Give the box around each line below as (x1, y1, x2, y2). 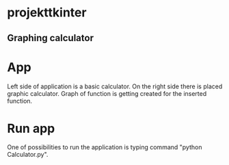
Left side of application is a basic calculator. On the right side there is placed (7, 82, 223, 90)
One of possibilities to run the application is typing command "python (7, 143, 202, 151)
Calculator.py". (7, 151, 49, 159)
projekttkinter (7, 5, 87, 21)
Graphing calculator (7, 32, 94, 44)
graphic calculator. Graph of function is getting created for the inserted (7, 89, 207, 97)
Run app (7, 120, 55, 136)
